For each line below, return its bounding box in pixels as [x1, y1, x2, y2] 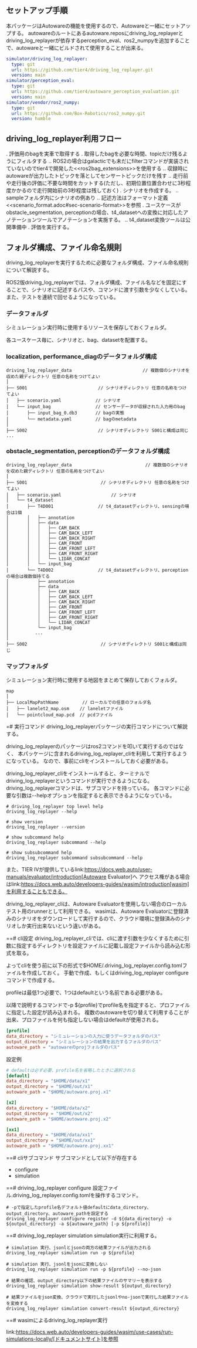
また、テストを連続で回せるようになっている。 [6, 293, 119, 300]
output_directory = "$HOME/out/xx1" [6, 1138, 96, 1143]
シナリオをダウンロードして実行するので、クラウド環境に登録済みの [16, 915, 181, 922]
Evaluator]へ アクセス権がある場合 [107, 873, 191, 881]
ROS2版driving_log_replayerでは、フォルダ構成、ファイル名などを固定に [6, 279, 182, 286]
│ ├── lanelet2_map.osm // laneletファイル [6, 706, 124, 712]
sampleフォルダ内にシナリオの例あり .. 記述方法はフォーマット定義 [6, 194, 168, 201]
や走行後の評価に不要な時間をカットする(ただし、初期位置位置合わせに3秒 [6, 179, 186, 186]
